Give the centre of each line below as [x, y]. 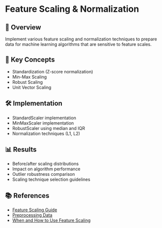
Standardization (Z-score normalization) [53, 71]
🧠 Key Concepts [30, 60]
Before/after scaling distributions [45, 164]
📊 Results [21, 149]
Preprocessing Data [32, 215]
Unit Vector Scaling [32, 87]
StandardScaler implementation [44, 118]
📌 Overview [23, 27]
